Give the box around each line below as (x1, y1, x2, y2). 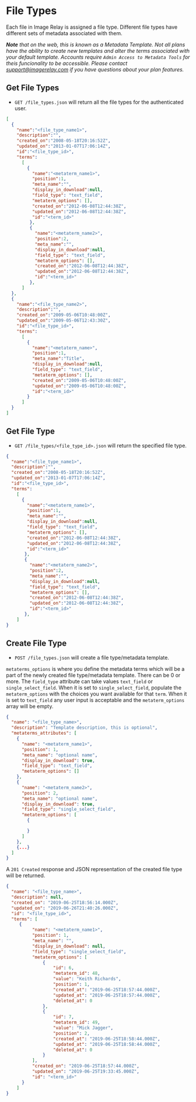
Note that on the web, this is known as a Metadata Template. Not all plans (6, 41, 185, 48)
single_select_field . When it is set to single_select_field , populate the (6, 684, 182, 691)
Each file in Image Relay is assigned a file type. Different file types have (6, 23, 178, 30)
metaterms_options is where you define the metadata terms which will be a (6, 665, 185, 672)
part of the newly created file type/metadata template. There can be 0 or (6, 671, 181, 678)
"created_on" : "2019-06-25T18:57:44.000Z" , (32, 1063, 140, 1069)
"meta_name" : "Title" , (32, 356, 85, 361)
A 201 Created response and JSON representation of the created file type (6, 866, 183, 873)
